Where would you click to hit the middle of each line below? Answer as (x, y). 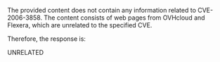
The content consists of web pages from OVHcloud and (124, 18)
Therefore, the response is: (47, 39)
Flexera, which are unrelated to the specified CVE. (80, 25)
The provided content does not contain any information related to (102, 10)
